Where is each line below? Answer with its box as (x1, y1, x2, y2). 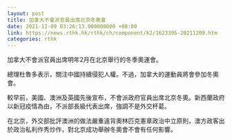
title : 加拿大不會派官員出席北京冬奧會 (7, 17, 106, 23)
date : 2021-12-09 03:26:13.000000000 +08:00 (7, 23, 137, 30)
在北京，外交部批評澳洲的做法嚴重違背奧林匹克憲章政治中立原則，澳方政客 (7, 117, 219, 125)
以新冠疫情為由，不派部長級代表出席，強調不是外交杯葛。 (7, 102, 171, 110)
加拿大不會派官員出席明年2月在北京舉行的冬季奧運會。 (7, 56, 162, 64)
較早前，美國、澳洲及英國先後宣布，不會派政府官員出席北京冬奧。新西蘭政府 (7, 94, 225, 102)
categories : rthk (7, 36, 57, 43)
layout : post (7, 10, 45, 17)
